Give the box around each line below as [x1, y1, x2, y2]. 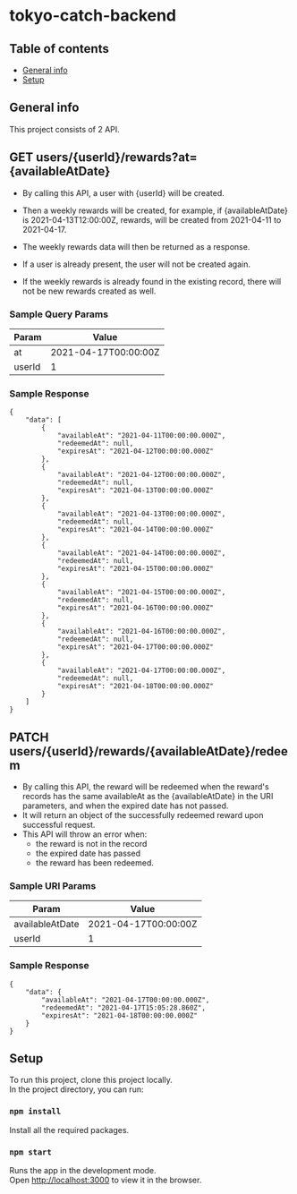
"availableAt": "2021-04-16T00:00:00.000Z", [56, 627, 226, 636]
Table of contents [9, 41, 109, 56]
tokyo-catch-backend [9, 5, 177, 26]
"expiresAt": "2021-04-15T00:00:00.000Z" [56, 565, 215, 574]
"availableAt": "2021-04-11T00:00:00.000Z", [56, 431, 226, 440]
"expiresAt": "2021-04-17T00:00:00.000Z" [56, 643, 215, 652]
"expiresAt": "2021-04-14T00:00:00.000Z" [56, 525, 215, 534]
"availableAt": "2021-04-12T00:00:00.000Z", [56, 471, 226, 480]
